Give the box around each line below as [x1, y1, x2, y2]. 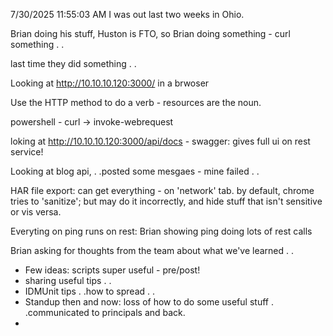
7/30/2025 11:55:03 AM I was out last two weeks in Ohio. [10, 9, 245, 20]
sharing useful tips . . [24, 275, 112, 286]
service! [10, 146, 44, 158]
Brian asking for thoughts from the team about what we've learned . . [10, 245, 295, 256]
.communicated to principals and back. [24, 307, 186, 318]
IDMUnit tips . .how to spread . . [24, 285, 156, 297]
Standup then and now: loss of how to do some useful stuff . [24, 296, 274, 308]
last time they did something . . [10, 58, 137, 69]
